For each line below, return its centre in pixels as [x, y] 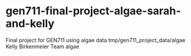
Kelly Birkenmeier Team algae [42, 46]
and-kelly [30, 24]
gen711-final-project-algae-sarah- [93, 11]
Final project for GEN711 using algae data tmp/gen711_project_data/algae [95, 40]
